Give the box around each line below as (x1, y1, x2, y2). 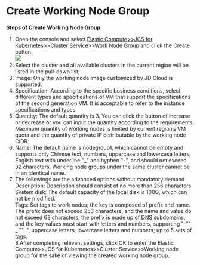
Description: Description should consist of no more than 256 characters (14, 182, 192, 189)
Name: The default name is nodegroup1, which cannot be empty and (14, 144, 184, 151)
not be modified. (14, 195, 56, 202)
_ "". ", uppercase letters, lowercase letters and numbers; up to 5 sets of (14, 226, 192, 233)
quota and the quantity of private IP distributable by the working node (14, 131, 187, 138)
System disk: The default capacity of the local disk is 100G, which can (14, 188, 187, 195)
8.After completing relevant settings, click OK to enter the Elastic (14, 239, 174, 246)
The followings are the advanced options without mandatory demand (14, 175, 185, 183)
